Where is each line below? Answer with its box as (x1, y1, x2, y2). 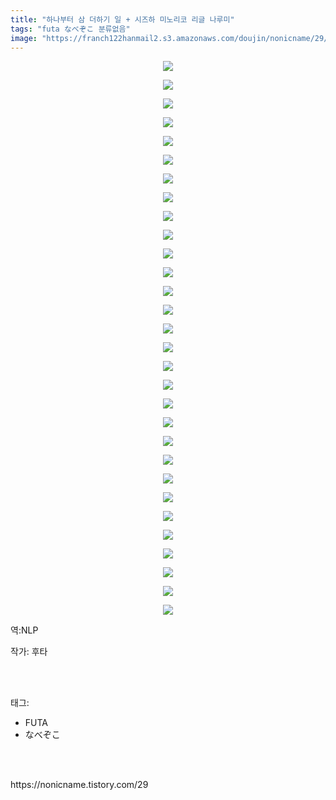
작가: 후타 (10, 646, 48, 658)
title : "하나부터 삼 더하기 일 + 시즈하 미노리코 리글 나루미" (10, 14, 235, 25)
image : (10, 33, 38, 43)
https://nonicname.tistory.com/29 (10, 779, 149, 791)
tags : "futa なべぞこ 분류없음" (10, 24, 131, 34)
